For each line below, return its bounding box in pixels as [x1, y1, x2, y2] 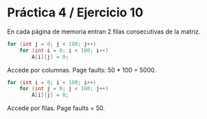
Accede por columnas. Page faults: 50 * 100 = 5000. [7, 66, 156, 74]
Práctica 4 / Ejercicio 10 [7, 5, 144, 21]
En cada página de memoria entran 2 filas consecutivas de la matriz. [7, 27, 201, 36]
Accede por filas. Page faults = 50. [7, 104, 105, 112]
